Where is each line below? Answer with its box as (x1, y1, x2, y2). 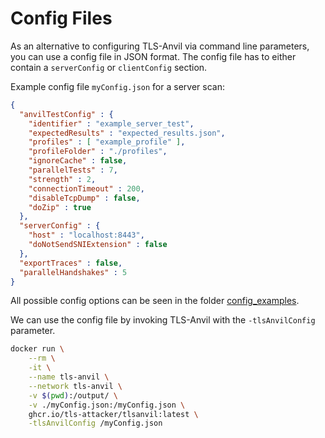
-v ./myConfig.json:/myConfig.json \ (28, 400, 186, 410)
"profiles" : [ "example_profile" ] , (28, 137, 186, 147)
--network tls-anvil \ (28, 381, 123, 391)
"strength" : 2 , (28, 174, 97, 184)
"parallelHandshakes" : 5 (19, 267, 128, 277)
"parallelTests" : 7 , (28, 165, 118, 176)
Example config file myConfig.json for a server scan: (10, 80, 225, 92)
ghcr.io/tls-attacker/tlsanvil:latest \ (28, 409, 199, 419)
